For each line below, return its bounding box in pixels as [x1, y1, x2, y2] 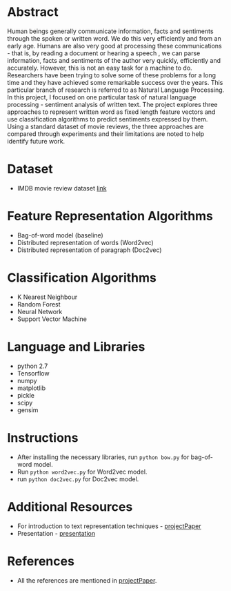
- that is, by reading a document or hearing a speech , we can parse [7, 49, 201, 57]
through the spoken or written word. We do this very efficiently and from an [7, 34, 222, 42]
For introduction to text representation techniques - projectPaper [17, 522, 201, 530]
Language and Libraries [7, 339, 145, 354]
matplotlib [17, 384, 46, 392]
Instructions [7, 429, 79, 445]
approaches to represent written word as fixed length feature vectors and [7, 108, 216, 116]
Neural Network [17, 307, 63, 316]
